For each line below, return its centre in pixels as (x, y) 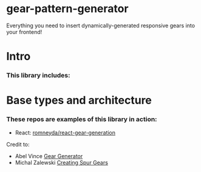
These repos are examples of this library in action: (82, 119)
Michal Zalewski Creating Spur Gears (61, 162)
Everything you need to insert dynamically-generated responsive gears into (101, 25)
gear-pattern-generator (67, 9)
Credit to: (18, 144)
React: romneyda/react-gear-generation (65, 133)
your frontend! (24, 31)
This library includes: (38, 76)
